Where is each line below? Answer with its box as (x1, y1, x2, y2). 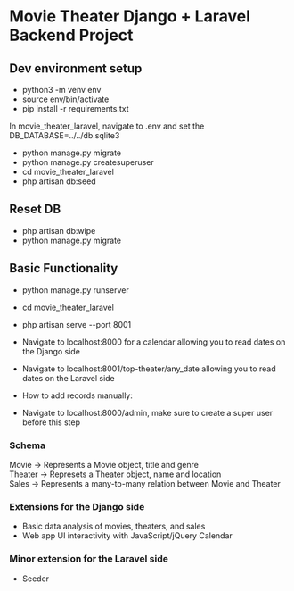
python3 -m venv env (21, 85, 102, 95)
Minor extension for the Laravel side (9, 553, 169, 565)
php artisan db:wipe (21, 225, 96, 236)
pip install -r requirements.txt (21, 104, 129, 113)
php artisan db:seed (21, 176, 96, 187)
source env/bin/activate (21, 94, 110, 104)
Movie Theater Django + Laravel (9, 6, 251, 27)
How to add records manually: (21, 390, 134, 401)
